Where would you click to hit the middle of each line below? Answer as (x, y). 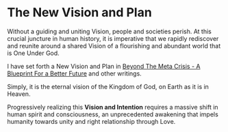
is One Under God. (33, 53)
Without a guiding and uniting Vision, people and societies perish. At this (110, 31)
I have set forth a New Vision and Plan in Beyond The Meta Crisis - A (104, 66)
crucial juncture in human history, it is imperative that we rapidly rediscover (113, 38)
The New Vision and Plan (79, 13)
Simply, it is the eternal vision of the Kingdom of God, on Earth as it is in (108, 86)
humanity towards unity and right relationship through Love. (91, 121)
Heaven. (19, 94)
